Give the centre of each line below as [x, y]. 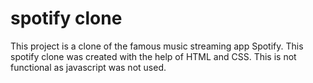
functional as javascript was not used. [88, 67]
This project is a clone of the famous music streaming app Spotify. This [157, 46]
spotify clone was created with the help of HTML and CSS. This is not [153, 56]
